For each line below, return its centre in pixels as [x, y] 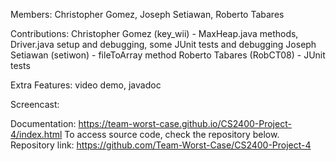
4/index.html [36, 134]
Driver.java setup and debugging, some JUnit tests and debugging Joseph [163, 44]
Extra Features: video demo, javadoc [86, 85]
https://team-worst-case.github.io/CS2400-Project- [185, 123]
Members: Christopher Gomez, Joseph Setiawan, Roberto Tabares [147, 14]
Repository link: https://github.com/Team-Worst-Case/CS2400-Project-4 [161, 145]
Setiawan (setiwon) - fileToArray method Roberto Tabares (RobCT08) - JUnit [168, 55]
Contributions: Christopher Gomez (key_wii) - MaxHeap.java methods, [154, 33]
